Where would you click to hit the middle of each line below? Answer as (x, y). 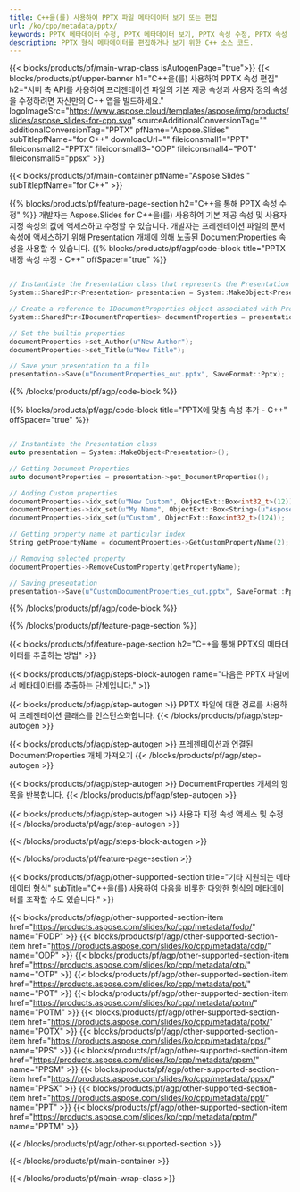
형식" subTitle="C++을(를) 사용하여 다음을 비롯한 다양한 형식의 (143, 888)
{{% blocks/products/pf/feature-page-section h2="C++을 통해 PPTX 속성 (143, 204)
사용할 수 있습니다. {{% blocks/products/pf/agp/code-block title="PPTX (155, 249)
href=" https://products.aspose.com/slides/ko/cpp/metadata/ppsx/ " (151, 1079)
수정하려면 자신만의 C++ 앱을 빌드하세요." (91, 101)
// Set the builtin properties (67, 333)
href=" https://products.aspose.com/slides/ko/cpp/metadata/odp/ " (149, 946)
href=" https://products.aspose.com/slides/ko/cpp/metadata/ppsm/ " (134, 1060)
